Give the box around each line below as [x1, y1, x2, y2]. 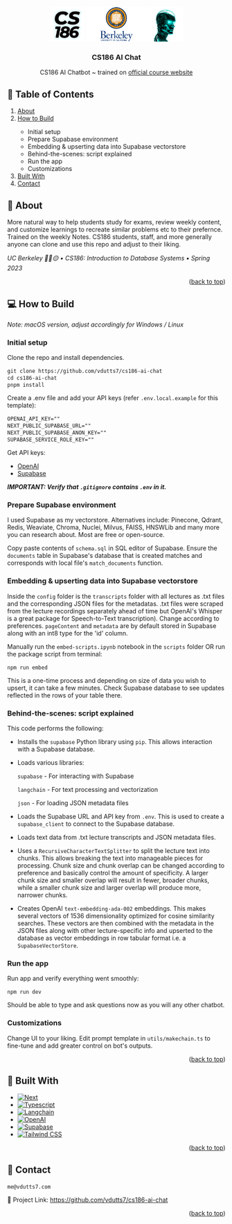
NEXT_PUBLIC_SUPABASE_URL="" [7, 422, 91, 429]
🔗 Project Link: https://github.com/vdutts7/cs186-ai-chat [7, 1196, 168, 1204]
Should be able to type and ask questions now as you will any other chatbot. [7, 1001, 225, 1009]
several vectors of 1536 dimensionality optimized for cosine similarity [17, 911, 215, 920]
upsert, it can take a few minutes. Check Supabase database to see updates [7, 684, 225, 692]
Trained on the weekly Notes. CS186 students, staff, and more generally [7, 232, 213, 241]
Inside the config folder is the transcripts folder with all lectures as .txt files [7, 592, 225, 600]
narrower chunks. [17, 891, 68, 899]
